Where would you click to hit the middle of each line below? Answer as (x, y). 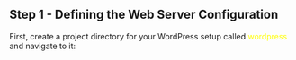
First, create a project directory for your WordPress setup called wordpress (148, 36)
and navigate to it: (43, 46)
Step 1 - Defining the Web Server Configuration (144, 15)
